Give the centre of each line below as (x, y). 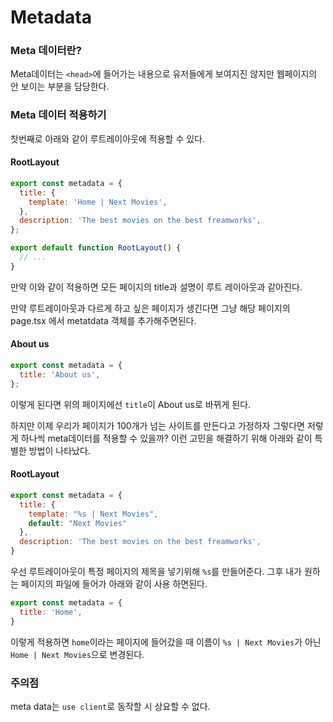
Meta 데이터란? (46, 51)
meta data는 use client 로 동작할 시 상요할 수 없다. (110, 706)
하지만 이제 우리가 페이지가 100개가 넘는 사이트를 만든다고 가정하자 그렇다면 (157, 425)
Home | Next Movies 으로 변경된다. (77, 654)
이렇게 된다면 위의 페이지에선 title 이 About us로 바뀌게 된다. (131, 404)
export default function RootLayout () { (96, 248)
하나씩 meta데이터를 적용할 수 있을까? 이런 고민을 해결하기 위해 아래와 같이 (166, 438)
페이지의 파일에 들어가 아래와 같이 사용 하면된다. (114, 584)
